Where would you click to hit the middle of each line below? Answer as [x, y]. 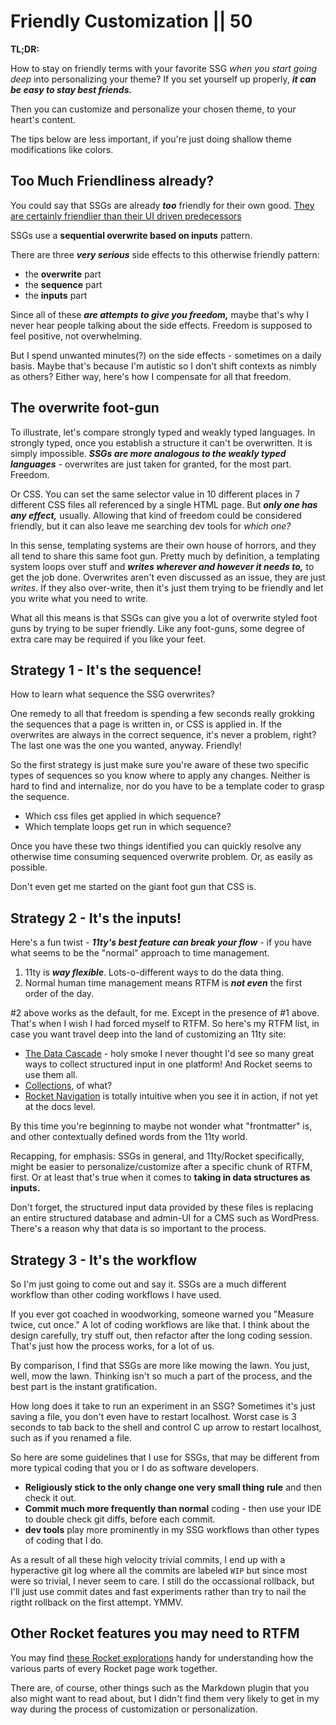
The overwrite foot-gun [85, 408]
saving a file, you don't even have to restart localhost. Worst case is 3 [153, 1416]
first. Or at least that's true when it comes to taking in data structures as [160, 1177]
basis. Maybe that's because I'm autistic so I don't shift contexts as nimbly [163, 366]
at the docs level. [60, 1107]
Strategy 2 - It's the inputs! [96, 918]
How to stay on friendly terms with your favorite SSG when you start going [164, 68]
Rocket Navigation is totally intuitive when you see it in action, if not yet [171, 1096]
